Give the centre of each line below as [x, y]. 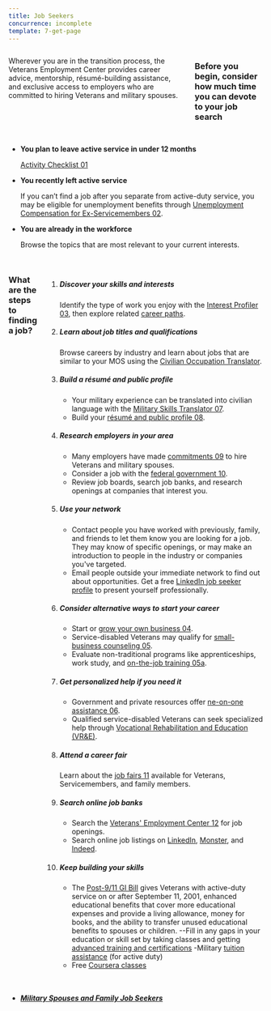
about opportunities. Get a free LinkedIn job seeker [157, 581]
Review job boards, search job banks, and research [157, 482]
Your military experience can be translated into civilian [162, 400]
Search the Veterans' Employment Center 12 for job [157, 823]
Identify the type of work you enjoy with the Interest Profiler [159, 305]
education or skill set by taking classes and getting [156, 940]
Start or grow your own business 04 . [132, 629]
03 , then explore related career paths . [123, 314]
